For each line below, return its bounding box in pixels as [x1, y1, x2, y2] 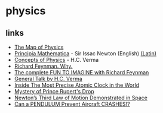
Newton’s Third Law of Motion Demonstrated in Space [14, 94, 147, 101]
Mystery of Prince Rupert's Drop [14, 88, 95, 95]
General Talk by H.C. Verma [14, 76, 83, 82]
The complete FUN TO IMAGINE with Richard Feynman [14, 69, 149, 76]
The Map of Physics [14, 43, 64, 51]
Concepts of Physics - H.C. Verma [14, 56, 99, 63]
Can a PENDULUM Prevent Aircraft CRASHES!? [14, 101, 131, 108]
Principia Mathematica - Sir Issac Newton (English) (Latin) [14, 50, 156, 57]
